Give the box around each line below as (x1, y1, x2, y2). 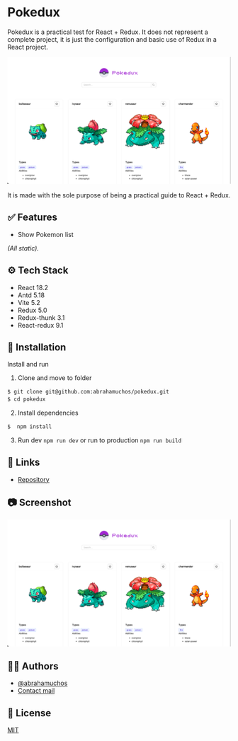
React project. (7, 42, 48, 51)
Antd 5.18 (17, 291, 45, 299)
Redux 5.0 (17, 306, 47, 314)
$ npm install (7, 423, 52, 430)
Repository (17, 475, 50, 483)
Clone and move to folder (17, 374, 92, 382)
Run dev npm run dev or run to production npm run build (17, 436, 182, 444)
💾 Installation (7, 341, 67, 353)
